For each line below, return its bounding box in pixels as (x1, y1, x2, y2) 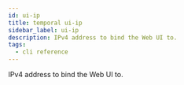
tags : (8, 41, 26, 49)
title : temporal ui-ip (8, 19, 83, 27)
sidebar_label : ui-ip (8, 26, 79, 34)
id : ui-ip (8, 11, 41, 20)
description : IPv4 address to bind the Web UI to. (8, 33, 178, 42)
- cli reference (15, 48, 68, 56)
